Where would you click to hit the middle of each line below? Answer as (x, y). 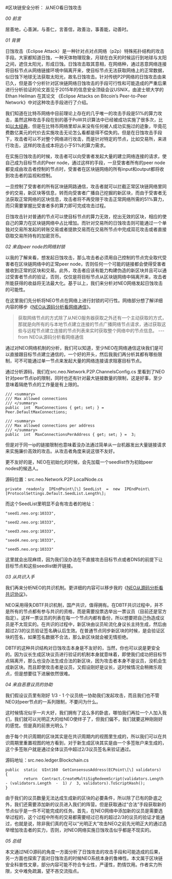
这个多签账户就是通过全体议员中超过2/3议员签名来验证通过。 (70, 749)
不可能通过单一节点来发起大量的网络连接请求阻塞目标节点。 (81, 361)
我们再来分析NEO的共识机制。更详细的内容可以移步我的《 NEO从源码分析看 (84, 588)
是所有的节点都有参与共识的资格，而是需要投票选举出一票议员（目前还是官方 (86, 611)
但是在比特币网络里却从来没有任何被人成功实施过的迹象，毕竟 (97, 126)
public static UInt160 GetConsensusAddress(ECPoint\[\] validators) (83, 770)
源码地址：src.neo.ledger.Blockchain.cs (47, 760)
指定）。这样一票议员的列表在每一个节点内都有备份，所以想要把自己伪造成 (83, 618)
